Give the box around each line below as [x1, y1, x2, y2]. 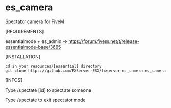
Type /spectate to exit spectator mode [5, 97, 86, 103]
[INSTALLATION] [5, 53, 41, 60]
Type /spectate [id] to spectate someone [5, 87, 92, 93]
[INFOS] [5, 77, 23, 83]
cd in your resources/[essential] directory [5, 63, 102, 69]
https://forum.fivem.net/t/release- [68, 38, 140, 45]
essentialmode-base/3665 [5, 44, 61, 50]
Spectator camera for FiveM [5, 18, 65, 25]
